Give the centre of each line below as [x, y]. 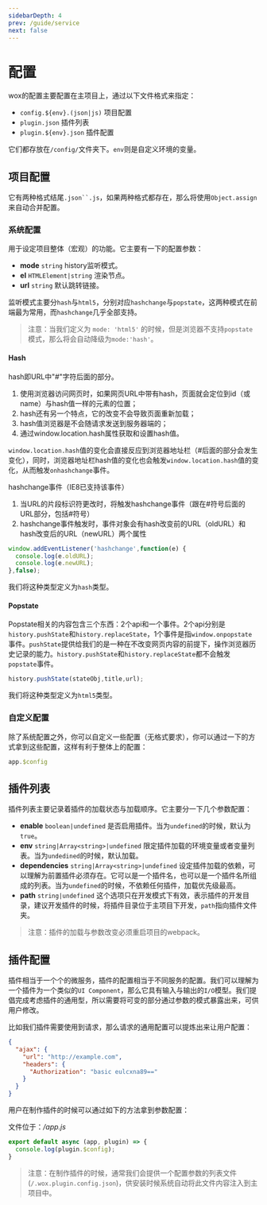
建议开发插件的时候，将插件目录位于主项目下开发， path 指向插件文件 [145, 905]
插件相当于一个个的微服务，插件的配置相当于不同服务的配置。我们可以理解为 [133, 980]
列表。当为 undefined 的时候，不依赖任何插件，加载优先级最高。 [137, 885]
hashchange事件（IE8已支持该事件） [68, 486]
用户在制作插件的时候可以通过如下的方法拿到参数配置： [99, 1110]
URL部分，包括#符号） [57, 513]
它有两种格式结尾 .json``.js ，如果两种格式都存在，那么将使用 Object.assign [133, 198]
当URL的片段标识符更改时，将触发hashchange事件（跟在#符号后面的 [132, 504]
